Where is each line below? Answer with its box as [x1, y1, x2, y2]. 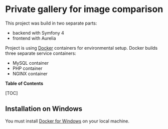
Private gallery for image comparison [5, 4, 163, 15]
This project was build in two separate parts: [5, 20, 97, 26]
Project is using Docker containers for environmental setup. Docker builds [5, 45, 158, 51]
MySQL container [12, 60, 49, 66]
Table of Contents [5, 80, 44, 86]
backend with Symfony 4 [12, 30, 64, 36]
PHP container [12, 65, 43, 71]
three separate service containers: [5, 50, 77, 56]
